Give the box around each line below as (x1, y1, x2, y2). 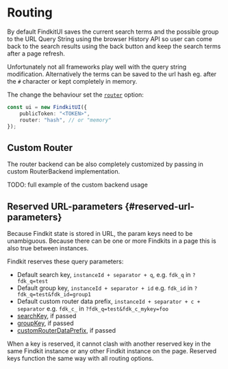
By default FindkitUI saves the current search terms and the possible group (7, 27, 219, 36)
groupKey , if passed (16, 319, 74, 327)
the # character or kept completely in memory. (7, 77, 138, 85)
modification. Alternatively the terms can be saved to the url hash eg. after (7, 70, 217, 78)
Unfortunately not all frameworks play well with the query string (7, 62, 187, 71)
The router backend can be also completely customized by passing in (7, 160, 203, 169)
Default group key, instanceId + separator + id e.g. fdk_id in (16, 284, 193, 292)
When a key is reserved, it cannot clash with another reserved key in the (7, 340, 211, 348)
